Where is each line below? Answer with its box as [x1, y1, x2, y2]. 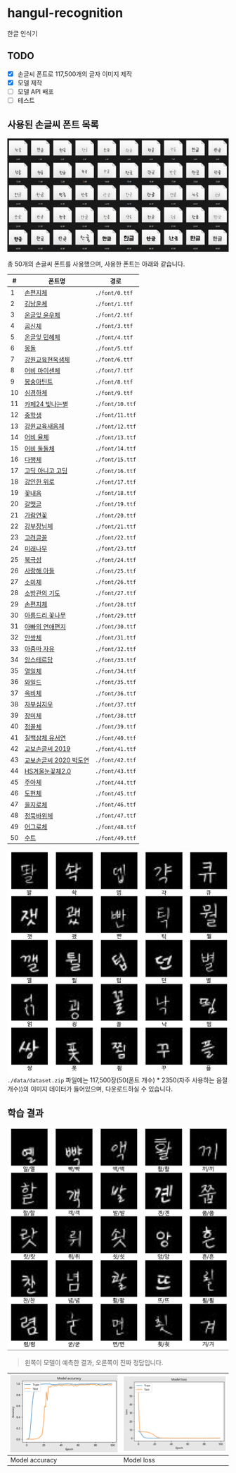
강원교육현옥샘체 [24, 355, 70, 364]
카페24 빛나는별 [24, 400, 69, 408]
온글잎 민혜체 [24, 333, 61, 341]
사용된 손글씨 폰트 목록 [7, 118, 100, 131]
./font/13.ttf [95, 434, 137, 441]
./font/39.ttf [95, 723, 137, 731]
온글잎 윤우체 [24, 310, 61, 319]
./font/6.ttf [95, 356, 133, 364]
